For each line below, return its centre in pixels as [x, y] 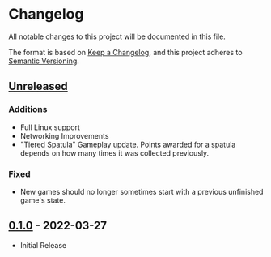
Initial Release [43, 245]
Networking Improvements [64, 135]
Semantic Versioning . [44, 61]
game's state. [43, 200]
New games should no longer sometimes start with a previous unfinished [142, 191]
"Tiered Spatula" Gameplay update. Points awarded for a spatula [128, 144]
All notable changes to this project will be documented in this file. [117, 36]
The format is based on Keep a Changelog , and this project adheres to [125, 52]
